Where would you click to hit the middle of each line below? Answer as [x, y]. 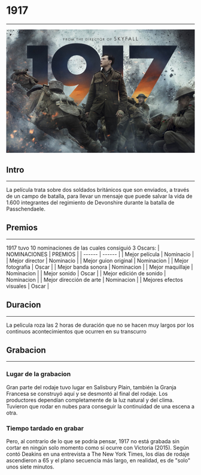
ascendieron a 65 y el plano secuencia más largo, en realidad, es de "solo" [98, 461]
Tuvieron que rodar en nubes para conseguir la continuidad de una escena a [100, 406]
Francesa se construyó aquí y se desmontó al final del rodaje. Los [87, 393]
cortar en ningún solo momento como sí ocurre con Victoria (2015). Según [98, 448]
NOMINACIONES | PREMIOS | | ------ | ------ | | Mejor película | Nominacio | [100, 254]
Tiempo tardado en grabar [45, 428]
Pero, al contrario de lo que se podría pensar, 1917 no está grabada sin [93, 441]
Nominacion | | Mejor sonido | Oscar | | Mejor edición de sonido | [86, 273]
